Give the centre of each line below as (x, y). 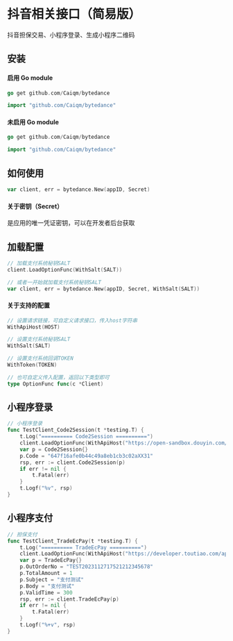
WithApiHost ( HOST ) (34, 327)
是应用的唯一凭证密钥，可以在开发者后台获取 (71, 223)
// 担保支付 (23, 534)
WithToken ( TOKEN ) (32, 365)
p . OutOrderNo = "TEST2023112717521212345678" (87, 567)
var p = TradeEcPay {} (51, 560)
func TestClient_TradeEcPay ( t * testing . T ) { (72, 541)
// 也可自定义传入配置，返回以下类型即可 (58, 377)
